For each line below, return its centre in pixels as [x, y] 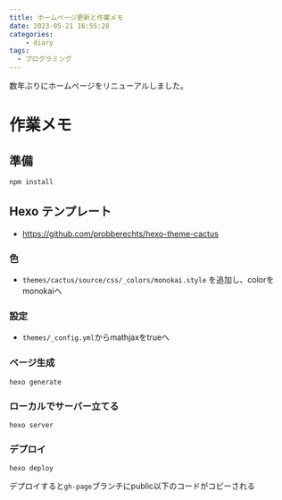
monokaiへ [42, 291]
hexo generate [36, 382]
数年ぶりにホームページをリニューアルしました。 [99, 85]
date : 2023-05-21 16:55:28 [59, 26]
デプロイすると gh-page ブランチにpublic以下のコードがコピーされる [133, 486]
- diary [39, 42]
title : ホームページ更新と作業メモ [66, 17]
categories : [31, 34]
